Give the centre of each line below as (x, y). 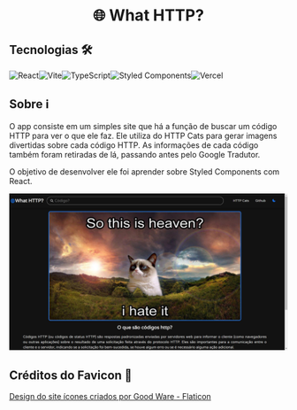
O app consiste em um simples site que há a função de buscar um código (143, 126)
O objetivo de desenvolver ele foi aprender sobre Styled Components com (145, 171)
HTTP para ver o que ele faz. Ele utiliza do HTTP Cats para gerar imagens (143, 135)
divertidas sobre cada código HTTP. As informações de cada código (134, 145)
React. (21, 181)
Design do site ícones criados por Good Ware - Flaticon (110, 397)
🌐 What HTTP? (148, 15)
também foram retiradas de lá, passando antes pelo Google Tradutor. (135, 154)
